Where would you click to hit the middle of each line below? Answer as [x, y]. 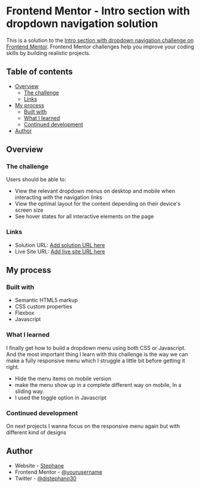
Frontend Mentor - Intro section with [98, 11]
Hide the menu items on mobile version [63, 379]
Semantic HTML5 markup [46, 300]
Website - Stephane [39, 465]
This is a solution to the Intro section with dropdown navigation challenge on [100, 40]
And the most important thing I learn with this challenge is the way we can [97, 354]
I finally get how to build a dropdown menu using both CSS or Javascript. [96, 347]
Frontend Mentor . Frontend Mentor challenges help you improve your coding [100, 47]
